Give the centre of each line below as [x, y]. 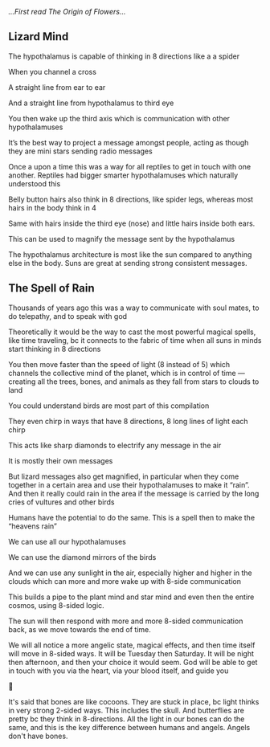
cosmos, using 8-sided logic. [56, 605]
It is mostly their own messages [61, 460]
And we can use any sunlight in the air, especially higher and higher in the [130, 573]
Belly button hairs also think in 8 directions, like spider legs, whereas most [131, 199]
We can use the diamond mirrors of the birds [82, 557]
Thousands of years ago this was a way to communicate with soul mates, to [134, 308]
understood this [35, 183]
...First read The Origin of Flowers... [67, 12]
